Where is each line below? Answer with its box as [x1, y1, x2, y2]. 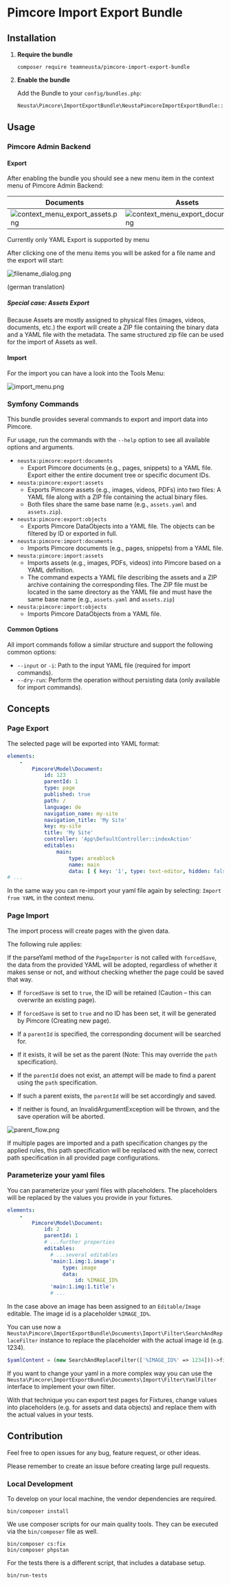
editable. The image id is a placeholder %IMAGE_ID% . [7, 1309, 151, 1318]
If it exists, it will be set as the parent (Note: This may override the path [16, 1050, 218, 1058]
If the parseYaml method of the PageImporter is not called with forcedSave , [7, 953, 217, 962]
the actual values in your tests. [7, 1410, 94, 1419]
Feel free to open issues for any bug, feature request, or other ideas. [7, 1448, 201, 1456]
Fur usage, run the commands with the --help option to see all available [7, 435, 210, 444]
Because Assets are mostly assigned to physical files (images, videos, [7, 316, 206, 324]
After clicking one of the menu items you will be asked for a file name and [7, 249, 215, 257]
